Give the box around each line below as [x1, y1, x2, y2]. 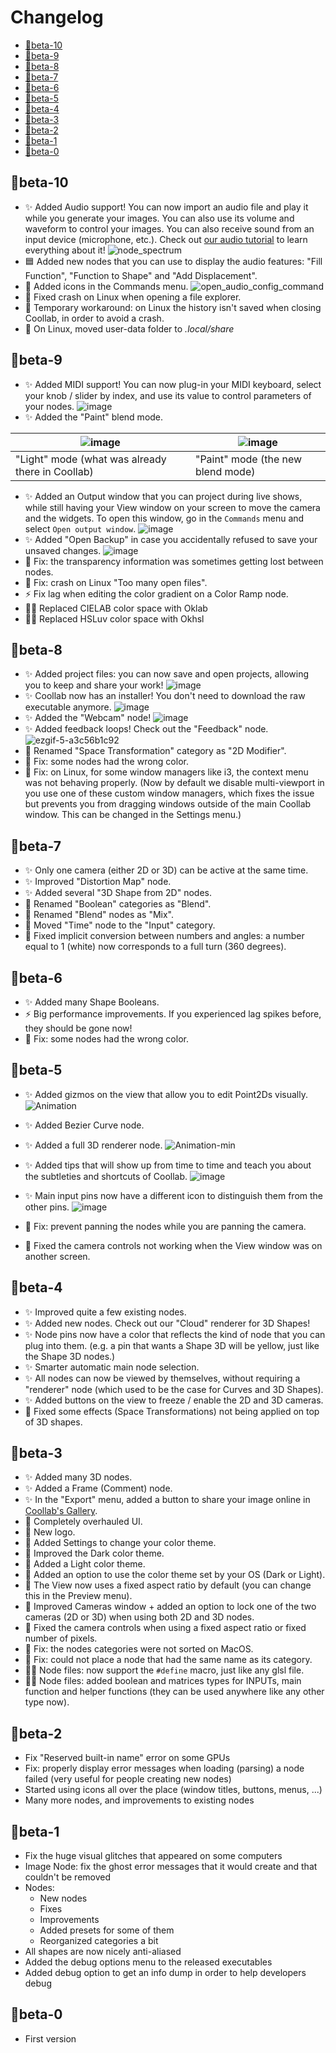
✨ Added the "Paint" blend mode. [24, 411, 164, 423]
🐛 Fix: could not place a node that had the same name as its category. [24, 1654, 313, 1666]
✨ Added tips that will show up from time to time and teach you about [24, 1159, 312, 1171]
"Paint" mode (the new [194, 452, 303, 466]
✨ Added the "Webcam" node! [24, 712, 152, 724]
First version [24, 2032, 77, 2045]
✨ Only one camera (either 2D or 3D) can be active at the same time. [24, 864, 309, 876]
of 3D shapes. [24, 1416, 83, 1428]
